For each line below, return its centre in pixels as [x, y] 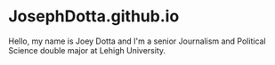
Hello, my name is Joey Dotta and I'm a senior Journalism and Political [137, 41]
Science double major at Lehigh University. [87, 50]
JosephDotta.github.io [94, 16]
